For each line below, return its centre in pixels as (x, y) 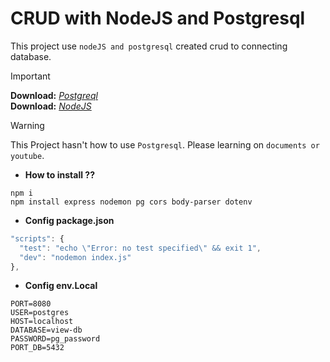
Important (30, 76)
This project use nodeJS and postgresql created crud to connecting (149, 46)
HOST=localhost (42, 322)
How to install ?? (60, 174)
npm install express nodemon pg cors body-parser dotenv (131, 202)
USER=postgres (40, 313)
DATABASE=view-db (46, 330)
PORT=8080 (31, 304)
